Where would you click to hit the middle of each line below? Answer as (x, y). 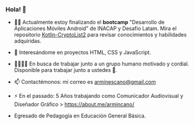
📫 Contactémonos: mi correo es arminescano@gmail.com (85, 82)
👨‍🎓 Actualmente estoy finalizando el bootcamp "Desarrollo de (89, 22)
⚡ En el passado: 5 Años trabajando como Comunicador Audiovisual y (98, 96)
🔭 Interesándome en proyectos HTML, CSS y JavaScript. (82, 52)
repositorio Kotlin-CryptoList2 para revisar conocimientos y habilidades (100, 35)
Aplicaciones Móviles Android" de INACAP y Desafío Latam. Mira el (95, 28)
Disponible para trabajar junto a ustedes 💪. (65, 70)
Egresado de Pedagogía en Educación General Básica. (80, 116)
